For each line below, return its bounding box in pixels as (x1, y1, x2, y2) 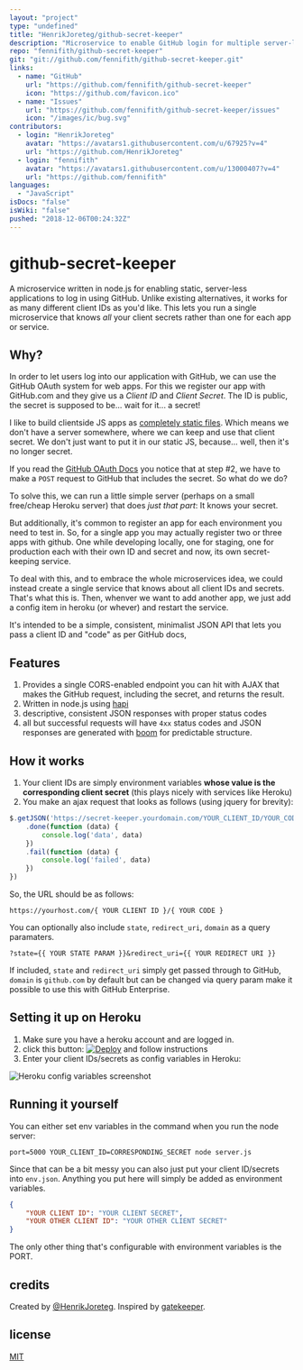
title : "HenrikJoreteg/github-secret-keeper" (9, 30, 183, 39)
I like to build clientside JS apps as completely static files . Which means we (9, 417, 289, 428)
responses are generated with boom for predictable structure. (22, 727, 252, 738)
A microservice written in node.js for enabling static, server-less (9, 283, 248, 294)
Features (9, 655, 60, 671)
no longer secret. (9, 446, 73, 457)
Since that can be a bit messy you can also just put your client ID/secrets (9, 1164, 280, 1174)
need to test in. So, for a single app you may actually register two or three (9, 527, 282, 538)
